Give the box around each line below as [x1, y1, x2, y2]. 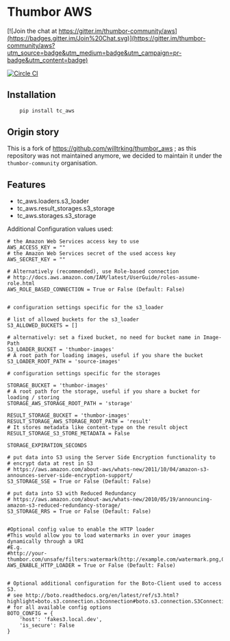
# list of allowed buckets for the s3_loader [7, 316, 139, 323]
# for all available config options [7, 604, 112, 611]
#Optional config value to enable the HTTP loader [7, 526, 155, 533]
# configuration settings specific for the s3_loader [7, 304, 164, 311]
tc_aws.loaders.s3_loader [16, 197, 90, 206]
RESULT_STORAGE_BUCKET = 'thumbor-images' [7, 412, 130, 419]
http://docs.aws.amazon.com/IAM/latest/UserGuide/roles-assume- [13, 274, 201, 281]
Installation [7, 89, 56, 101]
